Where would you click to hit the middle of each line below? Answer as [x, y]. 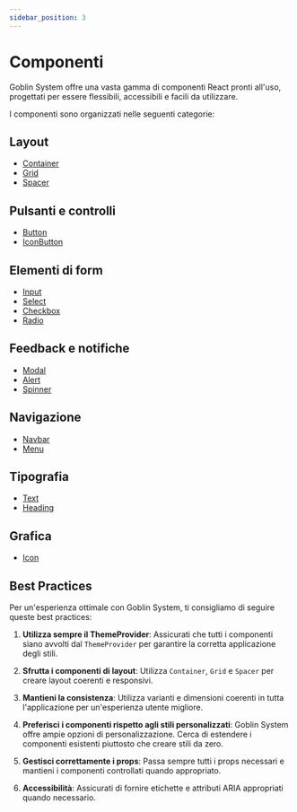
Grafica [31, 536]
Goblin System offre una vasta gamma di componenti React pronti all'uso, [145, 87]
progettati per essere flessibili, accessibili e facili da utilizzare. [124, 96]
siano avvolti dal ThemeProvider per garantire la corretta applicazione [149, 644]
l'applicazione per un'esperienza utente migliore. [113, 707]
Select [34, 301]
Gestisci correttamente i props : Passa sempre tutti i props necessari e [153, 761]
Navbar [36, 439]
